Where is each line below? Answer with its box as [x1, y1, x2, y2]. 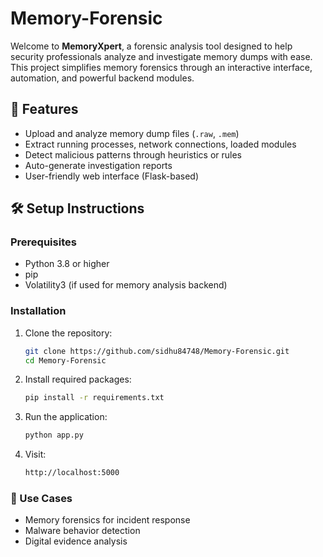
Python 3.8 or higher [24, 258, 110, 270]
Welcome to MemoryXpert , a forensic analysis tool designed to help [10, 40, 293, 52]
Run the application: [24, 411, 108, 423]
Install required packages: [24, 373, 132, 386]
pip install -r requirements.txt [24, 393, 165, 403]
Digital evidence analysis [24, 535, 128, 547]
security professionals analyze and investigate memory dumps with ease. [10, 50, 313, 62]
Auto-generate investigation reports [24, 159, 173, 171]
